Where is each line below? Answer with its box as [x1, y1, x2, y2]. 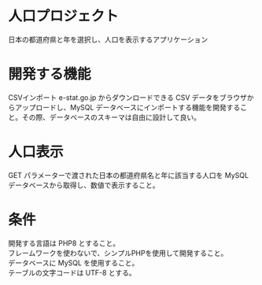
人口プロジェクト [8, 7, 120, 25]
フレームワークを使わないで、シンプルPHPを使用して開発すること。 [8, 248, 228, 257]
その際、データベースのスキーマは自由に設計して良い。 [21, 112, 201, 122]
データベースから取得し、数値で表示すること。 [8, 180, 160, 190]
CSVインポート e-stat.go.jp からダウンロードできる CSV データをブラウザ [8, 92, 248, 102]
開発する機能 [8, 65, 92, 83]
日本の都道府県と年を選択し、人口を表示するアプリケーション [8, 35, 208, 44]
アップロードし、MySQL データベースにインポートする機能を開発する [14, 102, 241, 112]
